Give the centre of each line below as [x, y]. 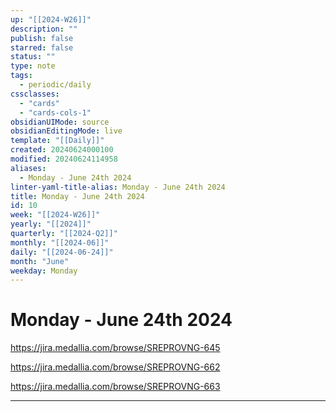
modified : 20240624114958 [64, 159]
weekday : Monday [44, 271]
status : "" [33, 57]
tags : [21, 76]
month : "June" [40, 261]
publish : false [42, 38]
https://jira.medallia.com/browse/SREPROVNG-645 [115, 348]
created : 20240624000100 [62, 150]
